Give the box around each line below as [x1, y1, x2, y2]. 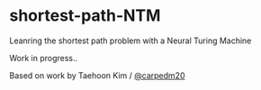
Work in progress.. [9, 52, 78, 63]
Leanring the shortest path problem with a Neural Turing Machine [9, 35, 252, 46]
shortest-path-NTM [9, 5, 161, 26]
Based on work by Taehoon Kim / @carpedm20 [9, 69, 185, 81]
